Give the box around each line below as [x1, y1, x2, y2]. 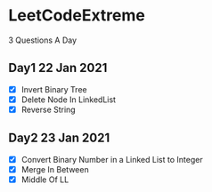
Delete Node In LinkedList [20, 94, 117, 105]
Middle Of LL [20, 174, 69, 185]
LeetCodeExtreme [8, 5, 146, 26]
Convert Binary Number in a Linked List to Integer [20, 154, 203, 164]
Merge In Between [20, 164, 90, 174]
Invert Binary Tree [20, 84, 87, 94]
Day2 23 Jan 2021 [8, 131, 110, 146]
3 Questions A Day [8, 35, 77, 45]
